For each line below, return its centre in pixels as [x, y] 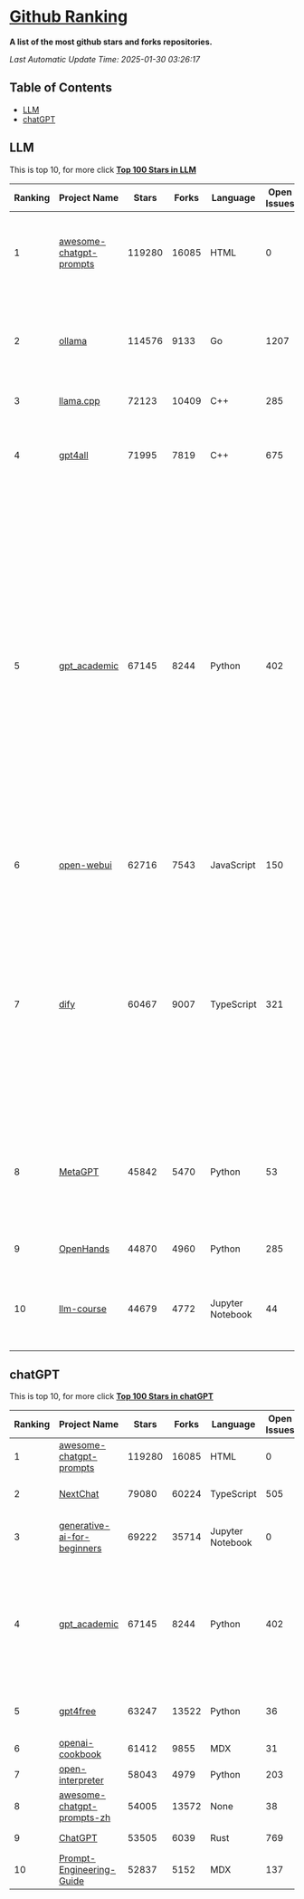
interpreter [81, 1780]
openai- [76, 1743]
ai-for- [74, 1537]
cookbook [80, 1754]
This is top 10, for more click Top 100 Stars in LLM [103, 169]
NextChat [79, 1494]
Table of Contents [61, 88]
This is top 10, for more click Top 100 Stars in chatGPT [112, 1396]
